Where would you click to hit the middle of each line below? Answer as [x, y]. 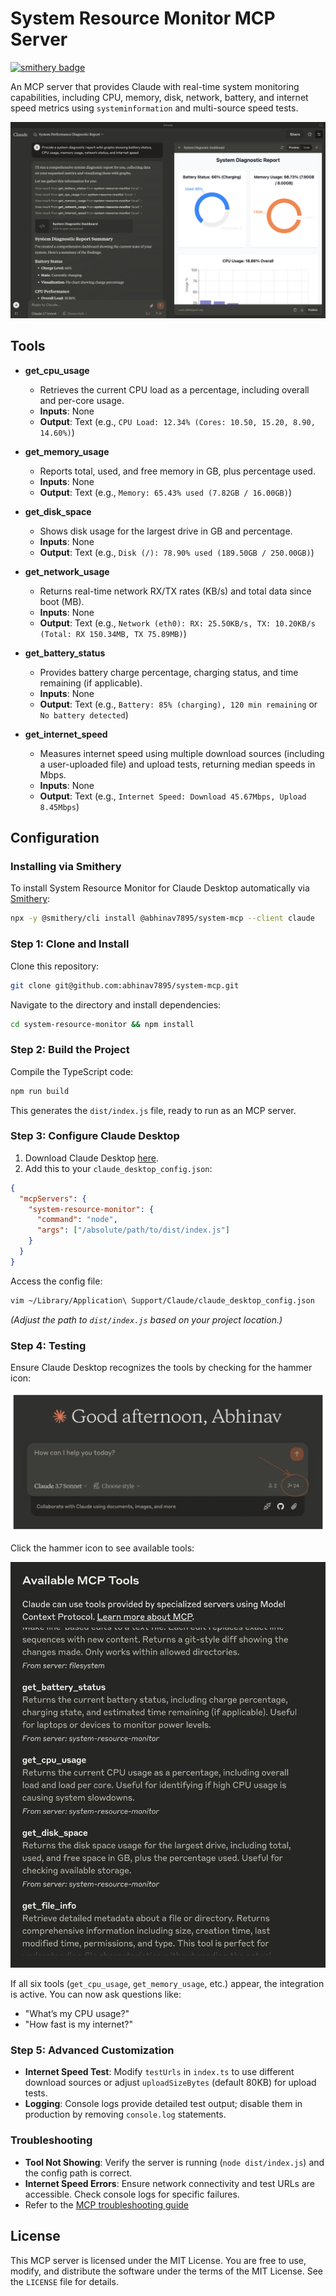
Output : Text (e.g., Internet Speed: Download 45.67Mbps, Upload [173, 796]
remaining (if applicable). [91, 683]
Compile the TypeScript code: [72, 1071]
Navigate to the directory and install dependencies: [116, 1004]
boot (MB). [62, 601]
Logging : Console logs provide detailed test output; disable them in [163, 2104]
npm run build [40, 1091]
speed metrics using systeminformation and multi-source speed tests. [154, 108]
